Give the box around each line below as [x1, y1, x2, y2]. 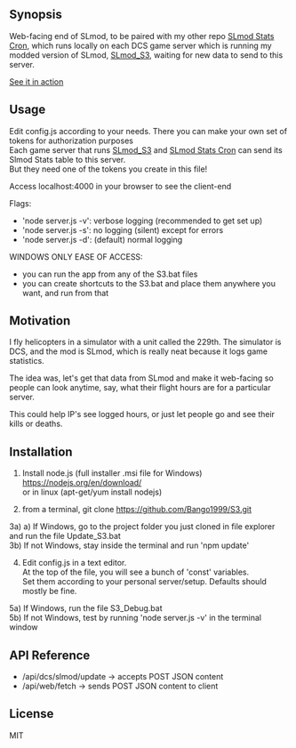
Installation [9, 444, 73, 459]
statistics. [9, 356, 44, 366]
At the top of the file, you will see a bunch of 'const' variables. [21, 567, 250, 577]
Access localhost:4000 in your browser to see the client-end [9, 181, 232, 191]
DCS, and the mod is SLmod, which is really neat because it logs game [9, 346, 268, 357]
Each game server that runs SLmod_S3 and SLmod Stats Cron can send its [9, 144, 283, 155]
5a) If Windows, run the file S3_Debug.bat [9, 603, 163, 614]
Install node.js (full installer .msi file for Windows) [21, 468, 203, 479]
